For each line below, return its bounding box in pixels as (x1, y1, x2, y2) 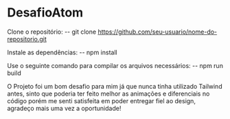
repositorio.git (7, 34, 47, 43)
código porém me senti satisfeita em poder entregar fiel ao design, (7, 96, 196, 105)
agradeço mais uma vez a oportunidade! (7, 104, 122, 112)
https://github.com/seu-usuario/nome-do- (97, 28, 218, 36)
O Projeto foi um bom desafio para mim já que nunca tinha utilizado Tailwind (7, 82, 222, 90)
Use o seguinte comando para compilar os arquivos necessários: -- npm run (7, 61, 223, 69)
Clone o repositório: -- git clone (7, 28, 97, 36)
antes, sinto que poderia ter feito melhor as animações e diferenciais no (7, 89, 210, 98)
